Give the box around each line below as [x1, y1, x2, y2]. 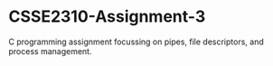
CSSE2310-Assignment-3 [8, 6, 206, 27]
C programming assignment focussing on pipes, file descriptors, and [8, 36, 264, 47]
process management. [8, 45, 92, 56]
